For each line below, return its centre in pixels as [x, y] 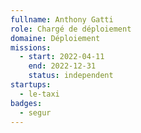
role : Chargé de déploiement [71, 29]
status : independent [71, 76]
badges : [26, 103]
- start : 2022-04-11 [62, 57]
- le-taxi [39, 94]
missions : [31, 47]
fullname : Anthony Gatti [62, 19]
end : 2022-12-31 [62, 66]
